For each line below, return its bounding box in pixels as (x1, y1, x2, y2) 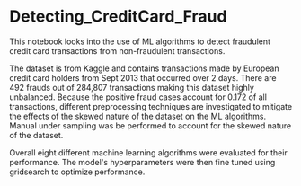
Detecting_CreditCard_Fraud (9, 6, 227, 27)
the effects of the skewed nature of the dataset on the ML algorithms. (9, 111, 267, 121)
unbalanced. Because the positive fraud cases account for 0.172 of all (9, 92, 268, 102)
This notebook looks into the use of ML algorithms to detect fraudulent (9, 36, 271, 47)
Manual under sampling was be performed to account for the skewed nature (9, 120, 292, 131)
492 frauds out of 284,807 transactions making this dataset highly (9, 82, 254, 93)
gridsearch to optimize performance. (9, 166, 146, 177)
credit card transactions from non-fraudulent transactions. (9, 45, 226, 56)
